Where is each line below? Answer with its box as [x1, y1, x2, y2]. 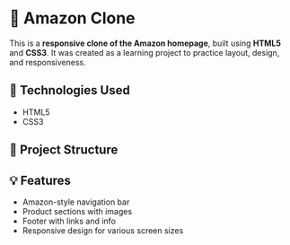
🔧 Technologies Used [9, 83, 130, 98]
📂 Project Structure [9, 143, 119, 158]
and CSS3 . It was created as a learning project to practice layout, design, [9, 47, 280, 57]
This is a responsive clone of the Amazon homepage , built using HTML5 [9, 38, 281, 48]
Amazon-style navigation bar [22, 197, 130, 207]
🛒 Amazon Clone [9, 8, 136, 29]
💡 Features [9, 172, 72, 188]
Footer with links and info [22, 215, 117, 226]
